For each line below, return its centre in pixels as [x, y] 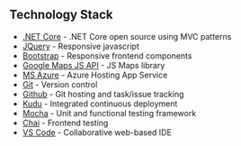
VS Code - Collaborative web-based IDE [97, 132]
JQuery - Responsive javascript [80, 46]
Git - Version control [60, 84]
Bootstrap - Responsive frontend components [107, 55]
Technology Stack [61, 15]
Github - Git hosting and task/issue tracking [103, 94]
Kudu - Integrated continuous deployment [100, 104]
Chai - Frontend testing [65, 123]
